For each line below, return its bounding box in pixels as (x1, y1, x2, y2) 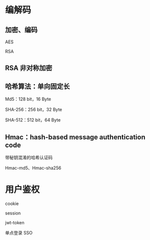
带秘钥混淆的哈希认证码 (5, 154, 53, 160)
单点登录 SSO (5, 230, 33, 236)
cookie (5, 200, 19, 207)
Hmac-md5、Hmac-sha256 (5, 165, 61, 171)
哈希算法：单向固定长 (5, 82, 70, 90)
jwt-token (5, 219, 25, 225)
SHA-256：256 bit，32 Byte (5, 107, 62, 113)
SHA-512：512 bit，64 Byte (5, 117, 61, 123)
